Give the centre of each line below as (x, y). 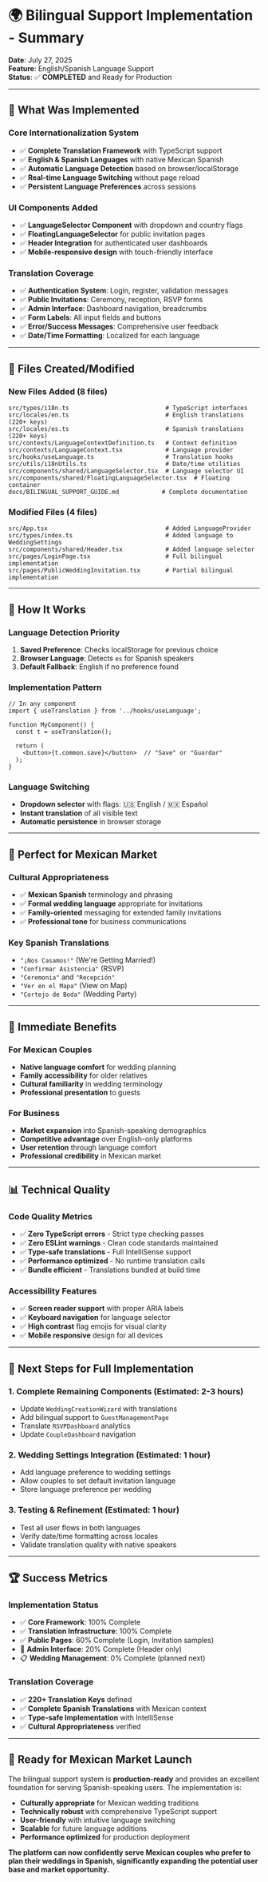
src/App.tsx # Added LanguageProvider (130, 528)
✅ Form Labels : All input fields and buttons (91, 317)
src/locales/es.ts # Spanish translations (126, 429)
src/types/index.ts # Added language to (121, 536)
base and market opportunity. (59, 1869)
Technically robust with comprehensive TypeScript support (118, 1811)
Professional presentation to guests (80, 1093)
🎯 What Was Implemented (74, 110)
